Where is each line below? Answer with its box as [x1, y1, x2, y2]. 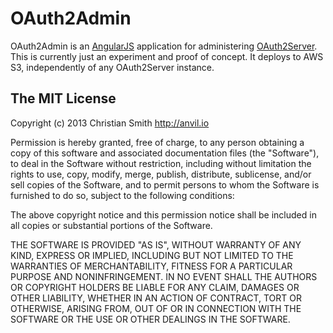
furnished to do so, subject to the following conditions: [10, 189, 235, 201]
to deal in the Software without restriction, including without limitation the [10, 157, 312, 169]
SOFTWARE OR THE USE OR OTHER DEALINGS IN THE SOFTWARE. [10, 313, 291, 325]
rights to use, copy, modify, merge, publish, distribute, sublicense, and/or [10, 168, 312, 180]
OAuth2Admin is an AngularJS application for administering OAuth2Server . [10, 40, 318, 52]
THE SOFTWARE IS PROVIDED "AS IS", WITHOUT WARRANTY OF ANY [10, 238, 302, 251]
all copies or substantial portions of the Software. [10, 219, 213, 231]
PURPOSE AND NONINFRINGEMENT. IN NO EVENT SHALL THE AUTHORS [10, 270, 318, 282]
